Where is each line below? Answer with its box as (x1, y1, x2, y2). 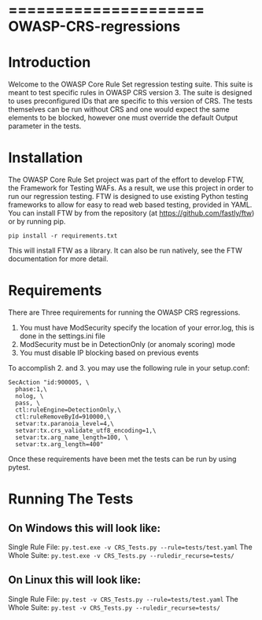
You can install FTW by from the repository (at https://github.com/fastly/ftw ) (8, 209, 255, 218)
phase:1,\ (15, 386, 47, 393)
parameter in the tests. (8, 121, 82, 131)
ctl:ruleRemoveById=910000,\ (15, 413, 111, 421)
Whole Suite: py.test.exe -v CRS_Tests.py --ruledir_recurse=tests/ (8, 551, 234, 559)
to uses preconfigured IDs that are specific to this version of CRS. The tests (8, 96, 253, 106)
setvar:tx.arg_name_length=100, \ (15, 434, 128, 441)
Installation (8, 149, 83, 167)
